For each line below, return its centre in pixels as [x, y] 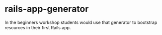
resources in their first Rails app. [38, 27]
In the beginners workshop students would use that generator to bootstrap [81, 22]
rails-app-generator [47, 9]
